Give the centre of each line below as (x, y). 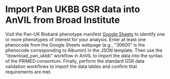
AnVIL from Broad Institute (63, 20)
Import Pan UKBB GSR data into (73, 9)
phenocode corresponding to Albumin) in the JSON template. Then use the (84, 50)
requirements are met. (29, 71)
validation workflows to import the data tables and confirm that (71, 66)
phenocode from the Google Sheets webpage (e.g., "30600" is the (75, 45)
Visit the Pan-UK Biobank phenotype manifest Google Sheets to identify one (85, 34)
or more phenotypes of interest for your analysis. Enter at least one (76, 39)
